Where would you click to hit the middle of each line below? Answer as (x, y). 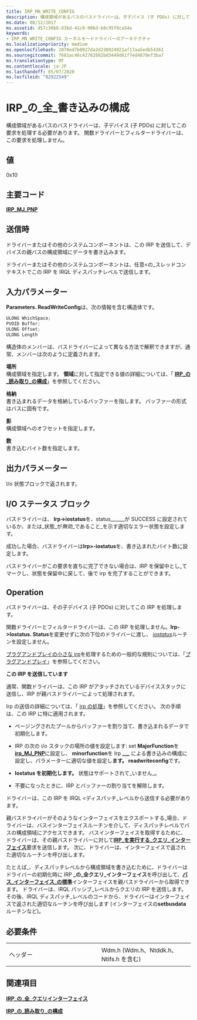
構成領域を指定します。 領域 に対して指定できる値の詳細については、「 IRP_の (98, 374)
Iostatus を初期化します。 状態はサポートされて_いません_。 (87, 773)
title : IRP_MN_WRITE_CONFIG (40, 11)
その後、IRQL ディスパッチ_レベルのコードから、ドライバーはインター (90, 897)
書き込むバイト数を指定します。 (45, 448)
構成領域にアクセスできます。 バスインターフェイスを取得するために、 (101, 833)
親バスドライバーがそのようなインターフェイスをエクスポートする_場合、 (94, 818)
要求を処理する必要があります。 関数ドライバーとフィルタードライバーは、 (96, 133)
